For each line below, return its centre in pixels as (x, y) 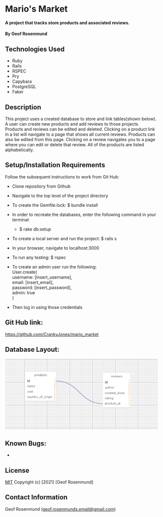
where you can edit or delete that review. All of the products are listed (75, 145)
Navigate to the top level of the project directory (60, 196)
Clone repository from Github (41, 186)
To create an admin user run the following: (54, 267)
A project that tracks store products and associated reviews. (67, 22)
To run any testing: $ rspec (39, 257)
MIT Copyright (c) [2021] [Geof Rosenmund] (49, 482)
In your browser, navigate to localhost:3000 (56, 248)
